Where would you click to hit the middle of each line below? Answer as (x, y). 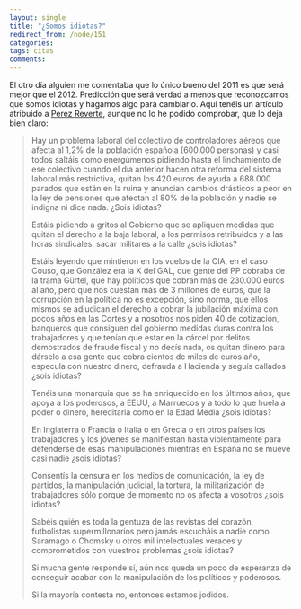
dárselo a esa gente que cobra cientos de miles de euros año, (146, 357)
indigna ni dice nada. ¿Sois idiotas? (96, 207)
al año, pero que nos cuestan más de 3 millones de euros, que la (151, 290)
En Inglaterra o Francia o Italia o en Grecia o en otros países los (148, 429)
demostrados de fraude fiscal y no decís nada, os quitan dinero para (158, 347)
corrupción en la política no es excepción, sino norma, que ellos (150, 299)
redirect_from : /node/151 (58, 34)
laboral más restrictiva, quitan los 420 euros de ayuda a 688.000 (151, 179)
